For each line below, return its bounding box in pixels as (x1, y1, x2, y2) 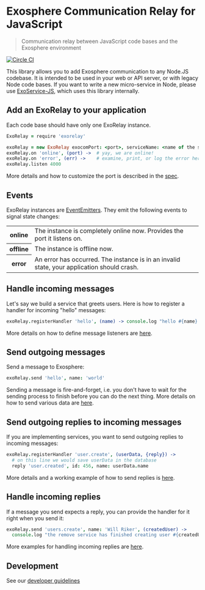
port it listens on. (34, 234, 82, 242)
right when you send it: (6, 514, 64, 521)
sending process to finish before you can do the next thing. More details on (6, 393, 196, 400)
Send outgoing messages (6, 347, 106, 357)
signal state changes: (6, 212, 60, 220)
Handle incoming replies (6, 491, 101, 502)
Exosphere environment (21, 44, 81, 51)
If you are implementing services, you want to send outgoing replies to (6, 433, 184, 441)
